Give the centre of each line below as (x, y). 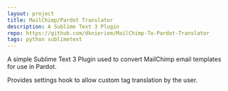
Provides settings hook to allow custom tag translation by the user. (103, 80)
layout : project (31, 14)
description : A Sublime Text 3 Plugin (63, 26)
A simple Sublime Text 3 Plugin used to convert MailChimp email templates (114, 59)
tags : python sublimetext (44, 40)
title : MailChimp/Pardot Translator (60, 20)
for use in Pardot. (32, 67)
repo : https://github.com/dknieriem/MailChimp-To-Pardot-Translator (108, 33)
